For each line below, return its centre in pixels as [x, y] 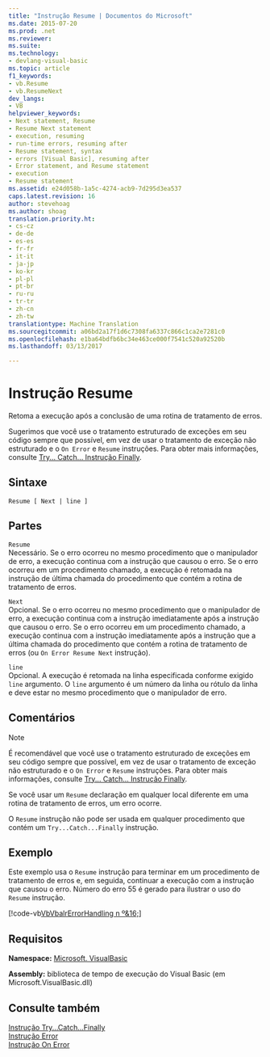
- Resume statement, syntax [56, 151]
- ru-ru [21, 294]
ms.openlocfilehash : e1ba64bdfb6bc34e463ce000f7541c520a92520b [117, 339]
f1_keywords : [30, 76]
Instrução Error [33, 1036]
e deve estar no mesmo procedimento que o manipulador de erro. [118, 693]
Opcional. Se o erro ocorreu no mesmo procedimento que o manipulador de [134, 609]
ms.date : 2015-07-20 [43, 23]
